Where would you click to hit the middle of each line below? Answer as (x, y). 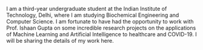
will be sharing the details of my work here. (60, 41)
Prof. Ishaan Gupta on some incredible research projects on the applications (101, 28)
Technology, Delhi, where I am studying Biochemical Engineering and (93, 15)
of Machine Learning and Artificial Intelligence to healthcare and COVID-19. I (101, 34)
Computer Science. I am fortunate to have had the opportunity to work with (100, 21)
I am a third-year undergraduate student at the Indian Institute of (87, 9)
